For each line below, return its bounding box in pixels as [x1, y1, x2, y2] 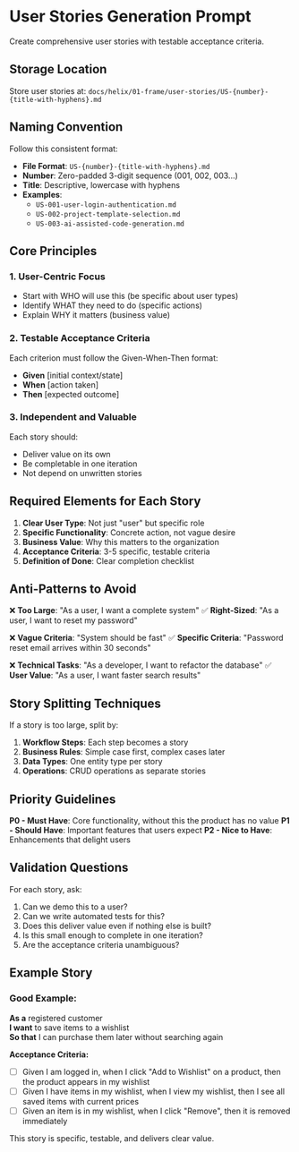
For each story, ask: [9, 883, 82, 894]
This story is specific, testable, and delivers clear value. [9, 1132, 215, 1143]
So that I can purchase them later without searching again [9, 1031, 224, 1042]
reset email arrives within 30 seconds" [9, 643, 151, 653]
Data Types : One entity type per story [21, 756, 163, 767]
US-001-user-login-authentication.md [35, 200, 177, 209]
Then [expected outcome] [21, 388, 120, 399]
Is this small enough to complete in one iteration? [21, 929, 203, 941]
